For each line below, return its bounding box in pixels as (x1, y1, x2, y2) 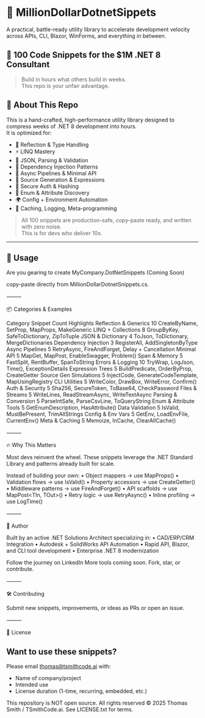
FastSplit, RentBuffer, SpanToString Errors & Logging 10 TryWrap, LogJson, (6, 358, 195, 366)
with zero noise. (21, 223, 62, 230)
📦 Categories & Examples (6, 305, 72, 313)
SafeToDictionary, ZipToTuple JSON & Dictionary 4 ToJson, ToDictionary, (6, 333, 189, 340)
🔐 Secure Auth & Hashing (15, 183, 79, 190)
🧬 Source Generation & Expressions (15, 176, 105, 183)
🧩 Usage (6, 253, 38, 263)
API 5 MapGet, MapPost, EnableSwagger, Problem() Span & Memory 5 (6, 352, 183, 360)
